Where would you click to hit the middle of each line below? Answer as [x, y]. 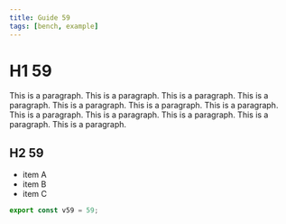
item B [34, 184]
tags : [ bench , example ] [54, 26]
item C [35, 194]
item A [34, 175]
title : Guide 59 [40, 18]
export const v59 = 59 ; [54, 210]
